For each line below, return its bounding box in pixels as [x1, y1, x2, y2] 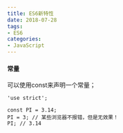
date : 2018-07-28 [7, 17, 57, 23]
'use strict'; [7, 94, 48, 102]
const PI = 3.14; [7, 107, 57, 114]
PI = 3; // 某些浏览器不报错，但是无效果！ [7, 114, 119, 121]
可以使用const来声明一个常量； [7, 81, 96, 90]
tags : [7, 23, 23, 30]
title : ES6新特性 [7, 10, 54, 17]
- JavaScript [7, 42, 45, 49]
